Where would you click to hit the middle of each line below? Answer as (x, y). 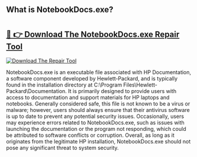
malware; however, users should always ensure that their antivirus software (98, 110)
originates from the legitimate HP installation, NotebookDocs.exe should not (98, 141)
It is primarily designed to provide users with (122, 91)
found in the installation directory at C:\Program (64, 85)
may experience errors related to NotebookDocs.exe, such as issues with (95, 123)
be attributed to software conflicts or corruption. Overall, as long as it (90, 135)
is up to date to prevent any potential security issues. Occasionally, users (95, 116)
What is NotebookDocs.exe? (60, 10)
